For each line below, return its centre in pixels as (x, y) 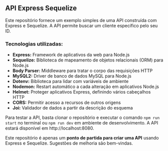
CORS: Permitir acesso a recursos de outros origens (67, 102)
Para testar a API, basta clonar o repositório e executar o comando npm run (82, 117)
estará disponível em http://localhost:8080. (50, 128)
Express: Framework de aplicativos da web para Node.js (71, 55)
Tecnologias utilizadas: (34, 43)
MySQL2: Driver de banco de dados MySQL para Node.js (72, 76)
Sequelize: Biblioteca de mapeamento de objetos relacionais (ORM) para (88, 60)
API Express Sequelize (41, 8)
